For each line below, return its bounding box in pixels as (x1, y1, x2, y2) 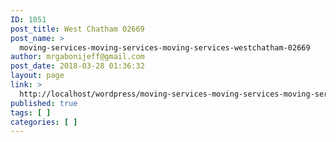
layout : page (10, 71, 65, 81)
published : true (10, 98, 78, 108)
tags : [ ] (10, 107, 52, 118)
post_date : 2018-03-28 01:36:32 (10, 61, 145, 71)
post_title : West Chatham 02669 (10, 24, 145, 34)
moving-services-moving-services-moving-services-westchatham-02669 (19, 42, 311, 53)
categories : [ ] (10, 117, 78, 127)
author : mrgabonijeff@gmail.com (10, 52, 145, 62)
